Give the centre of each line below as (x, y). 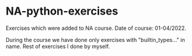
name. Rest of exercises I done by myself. (58, 46)
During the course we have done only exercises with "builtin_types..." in (95, 40)
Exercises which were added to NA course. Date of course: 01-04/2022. (96, 28)
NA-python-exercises (62, 11)
